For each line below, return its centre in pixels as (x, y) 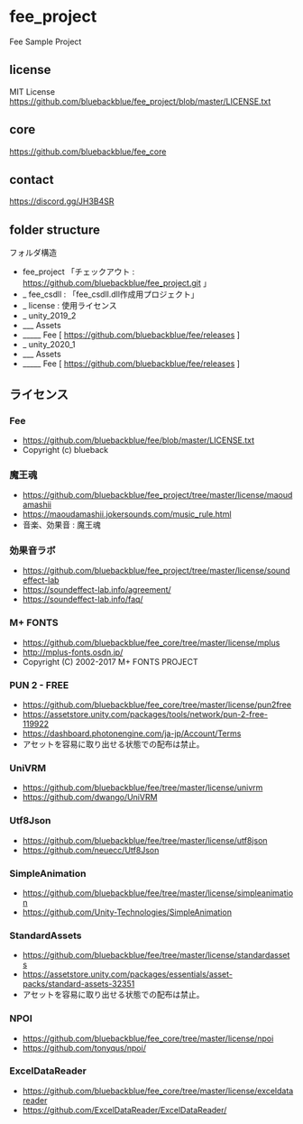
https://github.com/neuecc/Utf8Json (91, 850)
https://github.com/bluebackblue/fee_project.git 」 (117, 283)
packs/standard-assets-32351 (78, 984)
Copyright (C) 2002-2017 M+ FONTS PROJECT (110, 661)
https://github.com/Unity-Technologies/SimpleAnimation (127, 912)
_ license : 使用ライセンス (69, 306)
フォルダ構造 (33, 253)
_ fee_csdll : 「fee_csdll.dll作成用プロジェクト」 (110, 294)
